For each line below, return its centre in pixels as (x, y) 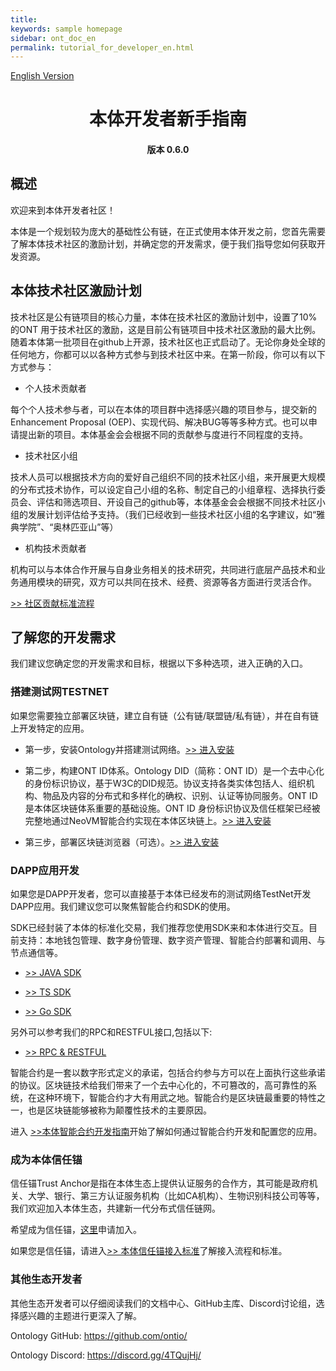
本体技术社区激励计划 (76, 291)
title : (24, 19)
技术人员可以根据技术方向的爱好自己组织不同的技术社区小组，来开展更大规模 (168, 477)
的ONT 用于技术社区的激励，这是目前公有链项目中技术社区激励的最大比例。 (166, 329)
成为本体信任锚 (46, 1159)
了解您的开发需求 (63, 637)
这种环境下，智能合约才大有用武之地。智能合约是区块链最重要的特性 (176, 1098)
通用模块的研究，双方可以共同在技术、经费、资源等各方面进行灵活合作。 (167, 582)
